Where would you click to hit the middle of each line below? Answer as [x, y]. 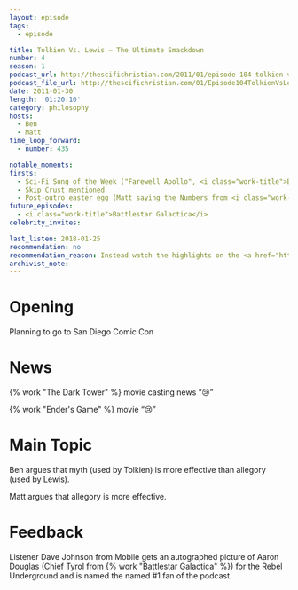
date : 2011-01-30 [41, 91]
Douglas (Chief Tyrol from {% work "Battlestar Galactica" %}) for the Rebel [146, 566]
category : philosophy [49, 107]
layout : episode [39, 17]
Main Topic [51, 445]
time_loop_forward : [45, 141]
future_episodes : [41, 206]
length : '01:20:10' [45, 99]
